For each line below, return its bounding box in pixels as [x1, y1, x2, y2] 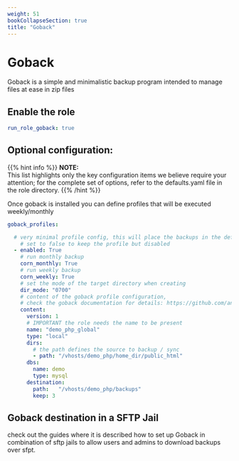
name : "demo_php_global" [26, 326, 100, 333]
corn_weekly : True [20, 273, 75, 281]
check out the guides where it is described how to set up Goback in [7, 430, 206, 439]
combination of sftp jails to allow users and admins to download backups [7, 438, 221, 447]
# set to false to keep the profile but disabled [20, 240, 171, 247]
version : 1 [26, 313, 59, 320]
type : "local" [26, 332, 69, 340]
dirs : [26, 339, 43, 347]
